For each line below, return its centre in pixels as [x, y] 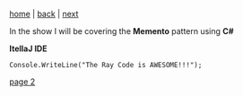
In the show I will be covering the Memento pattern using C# [121, 31]
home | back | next [44, 14]
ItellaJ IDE [28, 48]
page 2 [22, 82]
